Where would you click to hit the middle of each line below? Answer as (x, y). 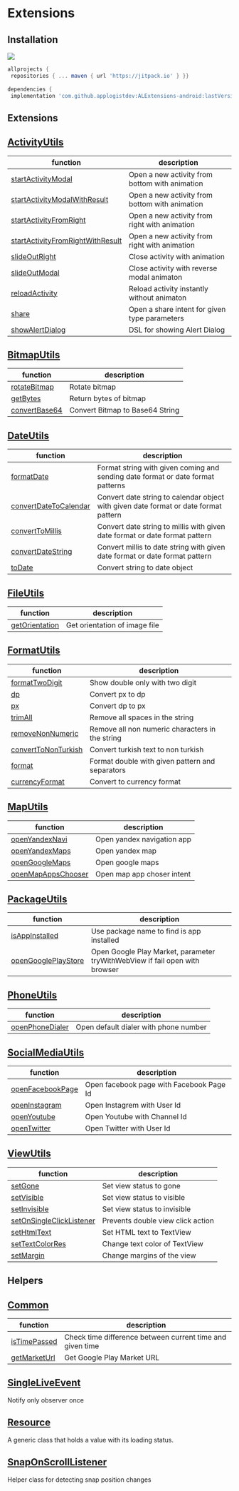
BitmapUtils (34, 355)
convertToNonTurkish (47, 749)
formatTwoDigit (37, 682)
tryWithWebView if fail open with (145, 961)
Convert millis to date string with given (161, 547)
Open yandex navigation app (144, 839)
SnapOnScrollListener (57, 1462)
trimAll (22, 717)
